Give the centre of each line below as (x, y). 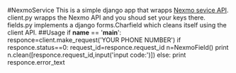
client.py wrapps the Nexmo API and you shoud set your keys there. (106, 18)
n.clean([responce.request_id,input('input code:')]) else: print (97, 55)
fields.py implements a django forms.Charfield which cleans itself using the (117, 25)
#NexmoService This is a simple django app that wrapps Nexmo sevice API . (118, 10)
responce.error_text (36, 62)
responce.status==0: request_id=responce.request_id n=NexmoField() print (118, 47)
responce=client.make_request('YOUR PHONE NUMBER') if (94, 40)
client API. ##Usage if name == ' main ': (64, 32)
